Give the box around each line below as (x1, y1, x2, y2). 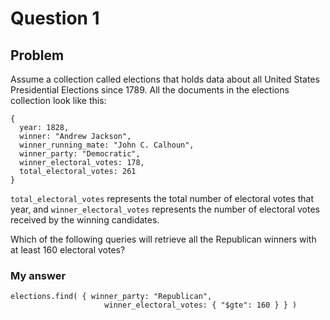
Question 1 (10, 7, 100, 30)
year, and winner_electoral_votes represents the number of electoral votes (10, 203, 320, 215)
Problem (10, 47, 65, 64)
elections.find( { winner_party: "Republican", (10, 292, 213, 302)
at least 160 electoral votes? (10, 244, 126, 256)
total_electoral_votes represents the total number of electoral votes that (10, 193, 314, 204)
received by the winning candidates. (10, 214, 160, 226)
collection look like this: (10, 95, 107, 106)
